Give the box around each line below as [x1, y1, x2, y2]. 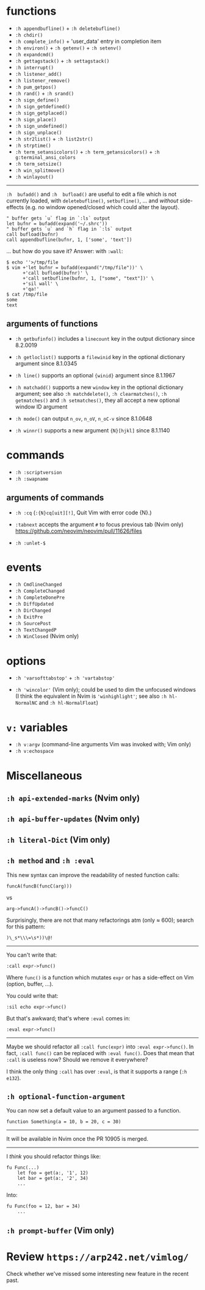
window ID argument [15, 402, 68, 410]
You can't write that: [6, 951, 57, 958]
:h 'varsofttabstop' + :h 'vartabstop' [15, 674, 115, 681]
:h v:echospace [15, 748, 54, 755]
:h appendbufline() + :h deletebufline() [15, 24, 121, 32]
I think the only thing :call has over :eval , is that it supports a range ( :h [6, 1068, 187, 1075]
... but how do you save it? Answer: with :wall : [6, 247, 123, 254]
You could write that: [6, 992, 59, 999]
